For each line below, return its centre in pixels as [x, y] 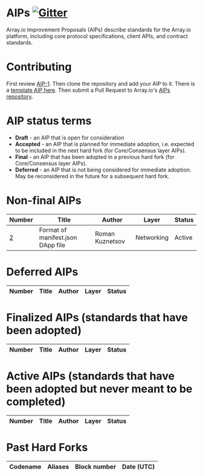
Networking [152, 237]
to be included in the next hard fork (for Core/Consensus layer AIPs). [100, 150]
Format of [53, 230]
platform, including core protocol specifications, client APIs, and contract [97, 36]
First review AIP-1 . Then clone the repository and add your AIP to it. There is [101, 83]
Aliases [58, 466]
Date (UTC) [138, 466]
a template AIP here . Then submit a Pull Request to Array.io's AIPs [88, 90]
